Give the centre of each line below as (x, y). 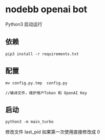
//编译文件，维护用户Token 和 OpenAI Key (46, 93)
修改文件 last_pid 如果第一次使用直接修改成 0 (53, 132)
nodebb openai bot (46, 9)
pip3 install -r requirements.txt (42, 54)
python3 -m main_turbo (29, 122)
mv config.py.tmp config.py (36, 83)
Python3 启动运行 (24, 24)
